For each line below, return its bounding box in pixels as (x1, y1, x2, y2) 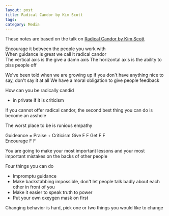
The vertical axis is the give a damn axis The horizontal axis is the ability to (5, 57, 162, 63)
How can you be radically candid (5, 88, 74, 94)
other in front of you (12, 184, 55, 190)
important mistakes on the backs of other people (5, 153, 108, 159)
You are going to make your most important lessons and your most (5, 148, 145, 154)
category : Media (5, 21, 40, 27)
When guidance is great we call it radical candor (5, 51, 107, 57)
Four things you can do (5, 163, 54, 169)
